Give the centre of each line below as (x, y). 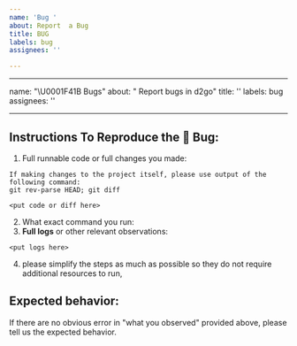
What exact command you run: (78, 221)
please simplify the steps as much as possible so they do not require (147, 264)
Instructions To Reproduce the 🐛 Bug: (114, 137)
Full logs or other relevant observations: (95, 231)
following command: (45, 182)
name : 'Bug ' (33, 17)
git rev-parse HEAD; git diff (65, 190)
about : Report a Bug (49, 26)
